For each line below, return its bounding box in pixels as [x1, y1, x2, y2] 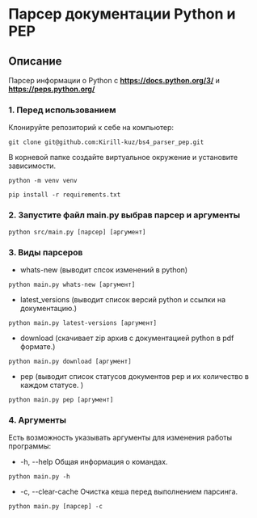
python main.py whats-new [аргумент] [8, 280, 136, 288]
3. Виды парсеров [8, 246, 83, 258]
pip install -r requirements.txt [8, 191, 121, 199]
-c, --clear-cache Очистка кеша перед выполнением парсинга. [19, 486, 238, 497]
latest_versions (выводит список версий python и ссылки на [19, 294, 226, 304]
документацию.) [19, 303, 78, 313]
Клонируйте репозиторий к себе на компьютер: [8, 123, 174, 133]
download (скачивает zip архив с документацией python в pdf [19, 333, 234, 343]
